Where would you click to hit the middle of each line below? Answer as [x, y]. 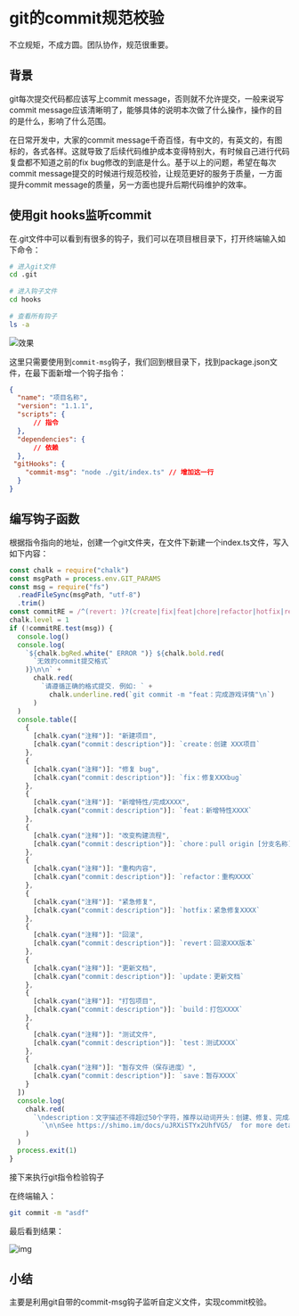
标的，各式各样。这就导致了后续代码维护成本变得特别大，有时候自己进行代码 [149, 151]
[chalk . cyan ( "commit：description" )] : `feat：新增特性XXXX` [142, 811]
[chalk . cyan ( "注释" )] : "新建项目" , [95, 736]
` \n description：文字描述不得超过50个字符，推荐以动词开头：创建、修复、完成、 [164, 1117]
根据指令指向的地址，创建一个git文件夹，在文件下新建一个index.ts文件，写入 [149, 542]
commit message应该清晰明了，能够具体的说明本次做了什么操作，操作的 [142, 110]
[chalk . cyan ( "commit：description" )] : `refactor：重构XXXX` [144, 877]
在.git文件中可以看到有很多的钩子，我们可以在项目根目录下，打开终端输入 [144, 238]
